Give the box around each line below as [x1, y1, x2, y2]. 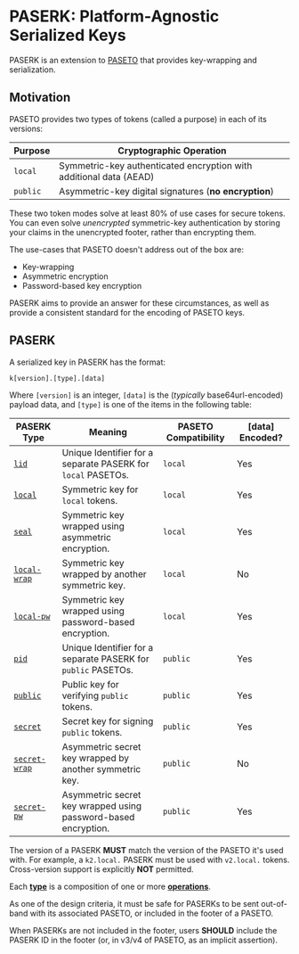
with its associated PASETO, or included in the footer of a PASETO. [29, 908, 274, 918]
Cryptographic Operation [117, 144, 227, 157]
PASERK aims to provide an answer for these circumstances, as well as [9, 297, 270, 308]
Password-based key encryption [21, 280, 142, 291]
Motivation [9, 90, 71, 105]
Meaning [88, 425, 127, 438]
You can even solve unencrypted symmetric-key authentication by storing [9, 217, 280, 228]
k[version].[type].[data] [9, 374, 105, 382]
